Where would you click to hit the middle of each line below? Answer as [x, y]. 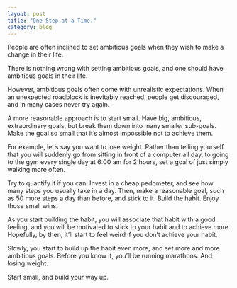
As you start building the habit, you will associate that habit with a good [111, 219]
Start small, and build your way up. [58, 277]
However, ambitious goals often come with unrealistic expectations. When [115, 90]
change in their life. [35, 54]
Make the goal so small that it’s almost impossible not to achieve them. [110, 133]
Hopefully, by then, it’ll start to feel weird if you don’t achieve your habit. [112, 235]
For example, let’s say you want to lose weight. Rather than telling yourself [116, 147]
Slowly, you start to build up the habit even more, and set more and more [114, 248]
